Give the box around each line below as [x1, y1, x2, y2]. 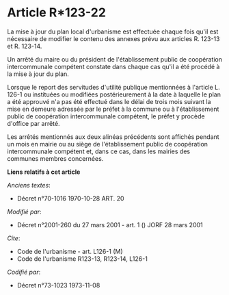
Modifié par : [7, 207, 42, 216]
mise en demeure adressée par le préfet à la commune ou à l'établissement [7, 105, 219, 113]
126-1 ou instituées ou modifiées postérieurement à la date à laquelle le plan [7, 90, 221, 99]
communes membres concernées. [7, 154, 104, 162]
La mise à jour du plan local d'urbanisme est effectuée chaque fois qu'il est [7, 27, 219, 36]
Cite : [7, 234, 21, 242]
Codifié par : [7, 268, 41, 276]
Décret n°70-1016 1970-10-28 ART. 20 [16, 194, 124, 203]
